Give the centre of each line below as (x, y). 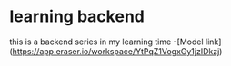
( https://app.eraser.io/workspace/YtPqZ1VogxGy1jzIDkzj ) (116, 51)
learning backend (77, 17)
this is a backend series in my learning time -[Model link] (115, 42)
